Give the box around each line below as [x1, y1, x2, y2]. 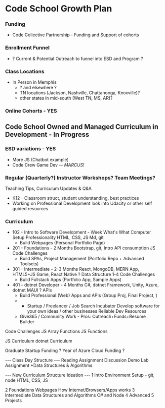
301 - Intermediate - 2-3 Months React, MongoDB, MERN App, [12, 266, 139, 272]
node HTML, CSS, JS [5, 377, 48, 383]
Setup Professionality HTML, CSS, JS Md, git [12, 234, 104, 240]
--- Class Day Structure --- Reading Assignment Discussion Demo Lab [5, 357, 149, 363]
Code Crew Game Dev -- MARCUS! [12, 162, 84, 168]
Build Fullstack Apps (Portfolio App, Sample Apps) [19, 277, 122, 283]
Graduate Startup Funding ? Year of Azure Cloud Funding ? [5, 348, 125, 353]
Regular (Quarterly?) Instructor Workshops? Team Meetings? [5, 174, 156, 181]
